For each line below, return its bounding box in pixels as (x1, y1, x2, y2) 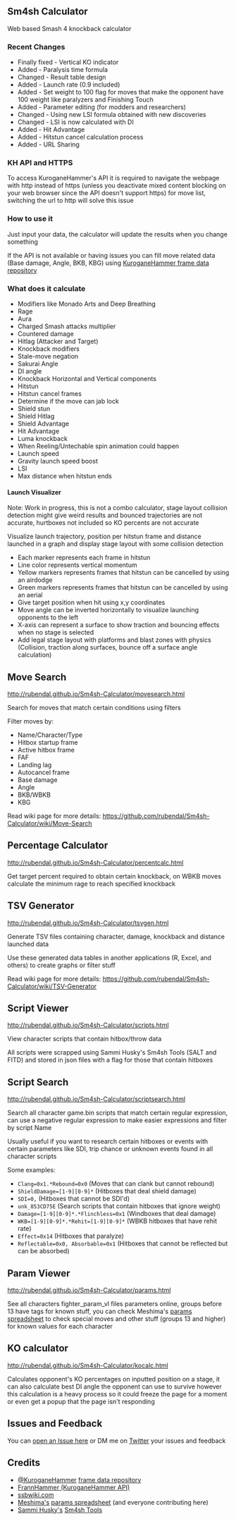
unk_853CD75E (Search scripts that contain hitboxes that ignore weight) (17, 1202, 221, 1210)
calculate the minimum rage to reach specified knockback (7, 879, 176, 888)
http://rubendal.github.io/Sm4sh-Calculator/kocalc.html (7, 1361, 168, 1370)
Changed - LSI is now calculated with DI (17, 118, 134, 126)
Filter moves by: (7, 717, 54, 726)
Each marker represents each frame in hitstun (17, 553, 151, 562)
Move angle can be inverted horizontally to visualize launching (17, 606, 199, 614)
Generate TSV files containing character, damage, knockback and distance (7, 932, 225, 940)
